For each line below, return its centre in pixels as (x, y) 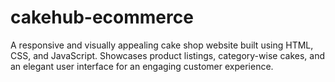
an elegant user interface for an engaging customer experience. (142, 66)
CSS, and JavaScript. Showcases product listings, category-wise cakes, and (167, 55)
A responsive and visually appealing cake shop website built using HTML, (162, 45)
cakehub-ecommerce (102, 17)
